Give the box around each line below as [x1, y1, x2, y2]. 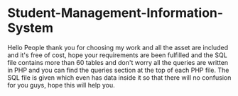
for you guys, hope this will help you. [7, 80, 115, 89]
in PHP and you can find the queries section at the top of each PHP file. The [7, 66, 229, 74]
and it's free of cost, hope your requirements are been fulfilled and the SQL [7, 51, 227, 59]
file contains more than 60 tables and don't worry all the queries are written [7, 58, 229, 66]
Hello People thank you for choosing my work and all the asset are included [7, 43, 229, 52]
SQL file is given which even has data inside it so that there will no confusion [7, 73, 232, 82]
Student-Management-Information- [7, 5, 224, 21]
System [7, 20, 54, 36]
